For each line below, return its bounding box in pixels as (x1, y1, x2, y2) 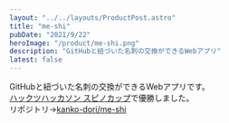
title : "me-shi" (9, 22, 71, 31)
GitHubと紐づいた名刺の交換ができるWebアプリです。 (9, 81, 210, 91)
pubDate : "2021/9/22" (9, 30, 91, 39)
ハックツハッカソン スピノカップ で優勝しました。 (9, 92, 195, 103)
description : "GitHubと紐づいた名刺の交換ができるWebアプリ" (9, 47, 222, 56)
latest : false (9, 55, 63, 64)
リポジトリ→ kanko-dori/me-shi (9, 104, 127, 114)
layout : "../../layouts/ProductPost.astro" (9, 13, 177, 23)
